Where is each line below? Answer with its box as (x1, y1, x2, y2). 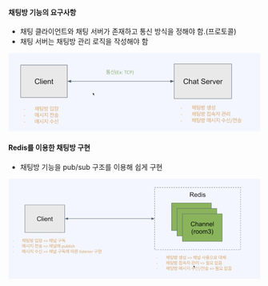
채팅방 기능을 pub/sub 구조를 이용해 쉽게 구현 (19, 162, 163, 171)
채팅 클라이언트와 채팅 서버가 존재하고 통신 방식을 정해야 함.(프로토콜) (19, 26, 237, 36)
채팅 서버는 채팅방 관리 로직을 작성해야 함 (19, 37, 149, 46)
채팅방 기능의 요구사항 (8, 7, 77, 17)
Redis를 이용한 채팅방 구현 (8, 143, 90, 152)
